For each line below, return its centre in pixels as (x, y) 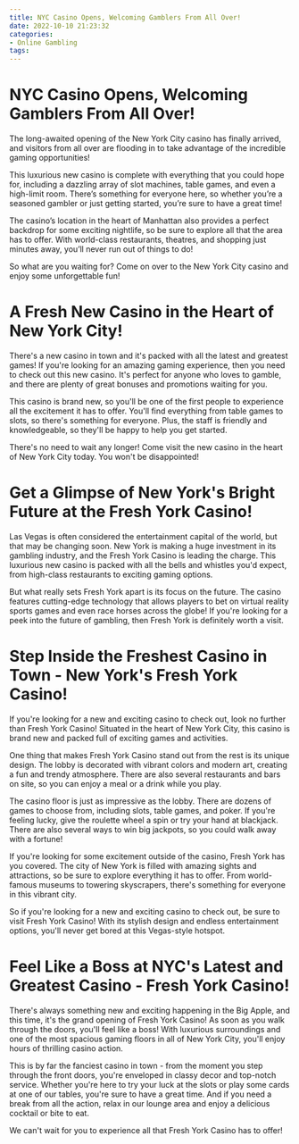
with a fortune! (36, 839)
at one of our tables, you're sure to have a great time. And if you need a (141, 1094)
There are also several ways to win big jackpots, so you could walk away (143, 829)
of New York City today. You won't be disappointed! (104, 457)
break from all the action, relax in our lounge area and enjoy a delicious (140, 1103)
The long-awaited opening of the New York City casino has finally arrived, (145, 138)
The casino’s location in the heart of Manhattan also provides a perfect (139, 221)
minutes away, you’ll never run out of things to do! (101, 249)
